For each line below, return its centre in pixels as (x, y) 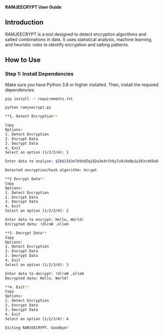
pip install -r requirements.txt (39, 99)
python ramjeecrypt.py (28, 108)
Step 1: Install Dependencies (40, 74)
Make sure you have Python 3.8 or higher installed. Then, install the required (82, 85)
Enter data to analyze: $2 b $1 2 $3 (39, 161)
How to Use (23, 60)
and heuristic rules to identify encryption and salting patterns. (67, 45)
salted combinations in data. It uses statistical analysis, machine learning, (79, 39)
